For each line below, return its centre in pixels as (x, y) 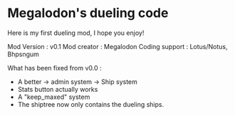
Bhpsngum (23, 54)
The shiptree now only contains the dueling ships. (91, 104)
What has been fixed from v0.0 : (54, 68)
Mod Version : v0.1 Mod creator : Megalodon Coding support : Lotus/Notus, (117, 46)
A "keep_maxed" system (54, 97)
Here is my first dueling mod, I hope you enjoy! (76, 33)
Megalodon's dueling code (88, 13)
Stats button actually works (58, 89)
